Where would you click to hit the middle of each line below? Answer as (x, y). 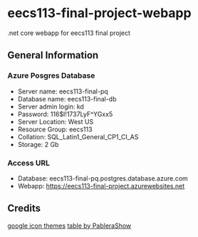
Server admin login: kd (51, 106)
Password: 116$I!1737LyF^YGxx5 (65, 114)
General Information (53, 55)
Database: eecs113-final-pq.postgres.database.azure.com (103, 178)
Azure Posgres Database (51, 76)
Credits (24, 208)
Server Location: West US (56, 121)
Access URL (29, 163)
